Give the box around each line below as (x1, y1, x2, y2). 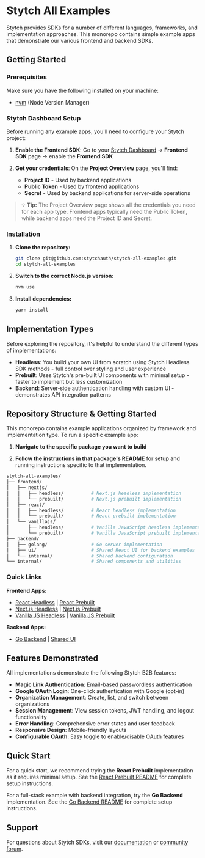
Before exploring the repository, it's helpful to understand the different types (6, 340, 198, 347)
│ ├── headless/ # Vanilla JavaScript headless (6, 524, 171, 530)
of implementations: (6, 346, 57, 354)
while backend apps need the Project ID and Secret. (21, 215, 153, 222)
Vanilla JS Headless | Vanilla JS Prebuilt (15, 612, 115, 619)
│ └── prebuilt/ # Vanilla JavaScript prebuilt (6, 530, 171, 537)
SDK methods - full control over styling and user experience (15, 365, 167, 372)
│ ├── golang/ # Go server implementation (6, 541, 163, 548)
